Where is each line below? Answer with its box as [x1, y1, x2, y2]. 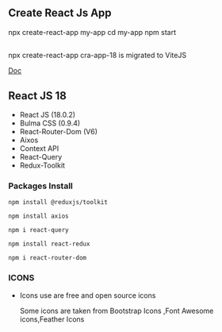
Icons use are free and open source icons [19, 290, 156, 300]
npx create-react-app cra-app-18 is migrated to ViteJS [8, 51, 187, 60]
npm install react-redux [8, 240, 90, 249]
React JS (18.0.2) [19, 110, 76, 120]
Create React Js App [8, 6, 113, 20]
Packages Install [8, 180, 73, 191]
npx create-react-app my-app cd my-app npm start [8, 27, 177, 37]
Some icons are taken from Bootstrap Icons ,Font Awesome [19, 306, 214, 315]
